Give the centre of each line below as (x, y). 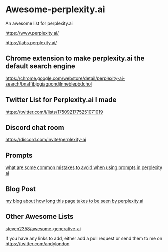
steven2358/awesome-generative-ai (43, 229)
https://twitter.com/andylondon (37, 244)
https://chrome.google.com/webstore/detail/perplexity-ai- (65, 78)
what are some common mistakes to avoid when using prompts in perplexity (84, 167)
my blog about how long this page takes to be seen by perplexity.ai (74, 201)
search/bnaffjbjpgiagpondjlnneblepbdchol (48, 83)
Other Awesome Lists (39, 217)
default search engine (40, 66)
